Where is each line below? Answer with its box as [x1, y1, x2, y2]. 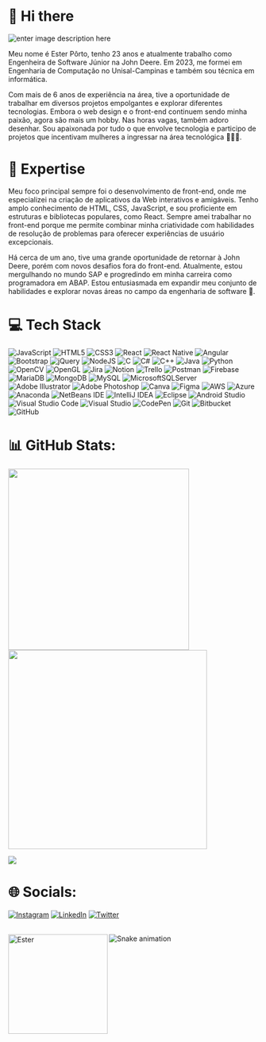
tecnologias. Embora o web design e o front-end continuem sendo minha [8, 107, 248, 116]
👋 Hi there [8, 7, 74, 25]
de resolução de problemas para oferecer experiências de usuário [8, 229, 225, 238]
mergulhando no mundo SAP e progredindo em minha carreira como [8, 269, 233, 279]
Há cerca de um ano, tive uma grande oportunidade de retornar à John [8, 253, 241, 262]
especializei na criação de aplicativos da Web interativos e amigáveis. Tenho [8, 194, 259, 204]
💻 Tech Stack [8, 316, 102, 334]
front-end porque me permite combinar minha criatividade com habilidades [8, 220, 255, 229]
